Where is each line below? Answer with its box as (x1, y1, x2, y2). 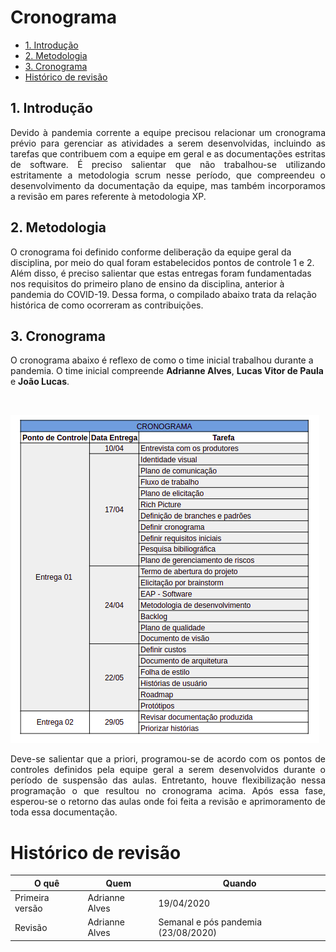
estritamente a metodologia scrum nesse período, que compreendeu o (10, 169, 326, 181)
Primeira (14, 892, 50, 904)
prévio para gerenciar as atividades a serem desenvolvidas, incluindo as (10, 137, 326, 149)
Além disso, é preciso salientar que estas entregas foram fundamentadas (10, 267, 312, 279)
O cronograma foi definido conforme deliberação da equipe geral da (10, 246, 292, 258)
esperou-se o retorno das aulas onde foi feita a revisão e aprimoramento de (10, 796, 326, 808)
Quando (222, 877, 257, 889)
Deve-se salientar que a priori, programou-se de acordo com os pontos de (10, 753, 326, 765)
